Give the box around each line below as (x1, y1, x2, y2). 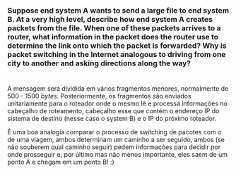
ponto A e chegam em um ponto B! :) (7, 158, 114, 167)
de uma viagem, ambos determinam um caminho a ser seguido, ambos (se (7, 136, 225, 144)
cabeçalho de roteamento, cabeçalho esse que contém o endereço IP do (7, 107, 220, 115)
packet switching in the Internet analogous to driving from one (7, 49, 226, 59)
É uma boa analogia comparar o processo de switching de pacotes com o (7, 128, 222, 136)
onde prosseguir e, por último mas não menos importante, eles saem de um (7, 150, 228, 159)
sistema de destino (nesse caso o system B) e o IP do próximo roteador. (7, 115, 217, 123)
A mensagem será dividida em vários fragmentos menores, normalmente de (7, 84, 229, 93)
